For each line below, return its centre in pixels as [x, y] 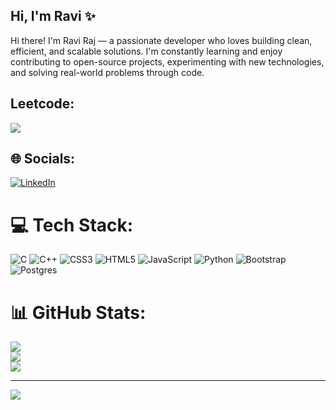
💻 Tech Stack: [72, 225]
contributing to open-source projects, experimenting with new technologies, [167, 61]
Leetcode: [42, 104]
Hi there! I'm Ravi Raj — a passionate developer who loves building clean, [161, 40]
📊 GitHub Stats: [78, 312]
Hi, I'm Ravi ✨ [53, 16]
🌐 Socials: [43, 159]
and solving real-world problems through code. [107, 72]
